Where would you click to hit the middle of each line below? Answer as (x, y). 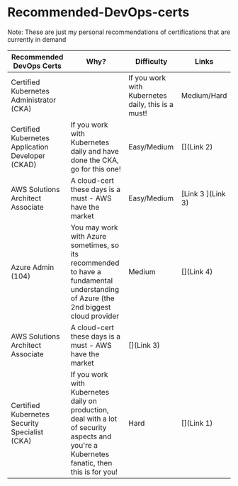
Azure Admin (33, 267)
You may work (94, 227)
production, (90, 409)
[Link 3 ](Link (203, 193)
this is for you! (94, 472)
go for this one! (96, 169)
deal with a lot (94, 419)
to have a (86, 271)
